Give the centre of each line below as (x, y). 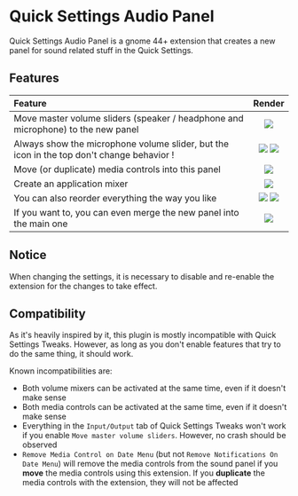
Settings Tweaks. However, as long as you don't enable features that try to (145, 344)
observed (39, 445)
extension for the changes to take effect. (83, 286)
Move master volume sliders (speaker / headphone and (129, 118)
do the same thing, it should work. (71, 354)
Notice (28, 255)
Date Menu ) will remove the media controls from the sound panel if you (150, 464)
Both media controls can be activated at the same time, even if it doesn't (154, 407)
